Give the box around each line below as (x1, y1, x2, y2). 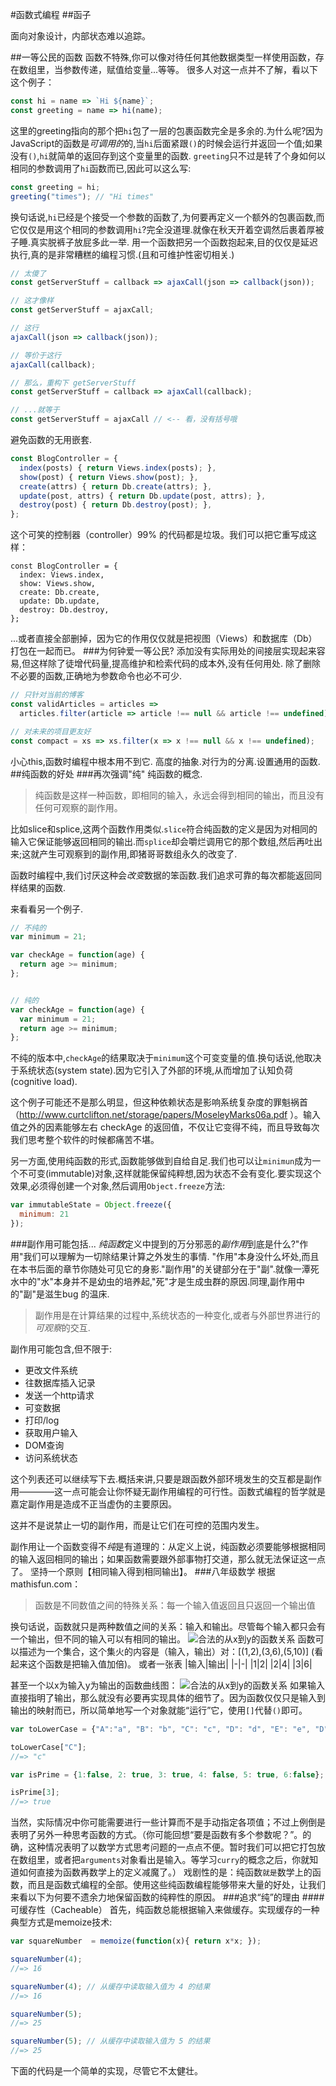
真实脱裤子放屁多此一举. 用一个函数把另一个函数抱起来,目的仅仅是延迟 (30, 236, 319, 248)
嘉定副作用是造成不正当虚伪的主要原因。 (10, 1498, 177, 1510)
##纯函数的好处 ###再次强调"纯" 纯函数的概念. (10, 768, 203, 780)
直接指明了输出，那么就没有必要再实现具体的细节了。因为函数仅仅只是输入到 (10, 1691, 326, 1703)
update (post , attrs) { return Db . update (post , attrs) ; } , (19, 491, 267, 501)
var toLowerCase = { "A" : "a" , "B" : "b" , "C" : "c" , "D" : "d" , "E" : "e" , (10, 1724, 311, 1734)
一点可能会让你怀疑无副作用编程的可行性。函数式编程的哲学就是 (62, 1485, 326, 1497)
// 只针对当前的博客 (10, 690, 84, 700)
